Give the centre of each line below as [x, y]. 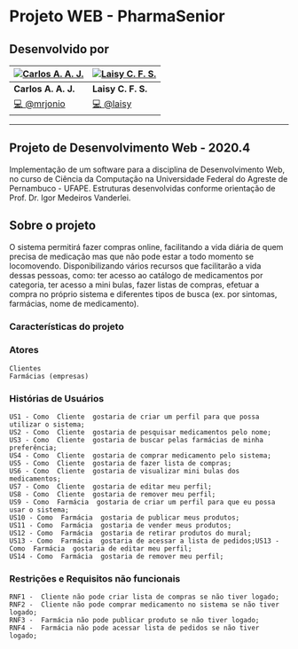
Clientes [25, 368]
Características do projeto [67, 326]
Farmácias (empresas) [49, 376]
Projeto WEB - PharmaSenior [117, 16]
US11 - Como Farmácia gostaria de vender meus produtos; [121, 526]
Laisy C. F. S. [120, 89]
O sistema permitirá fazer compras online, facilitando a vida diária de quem [146, 246]
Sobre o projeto [52, 226]
